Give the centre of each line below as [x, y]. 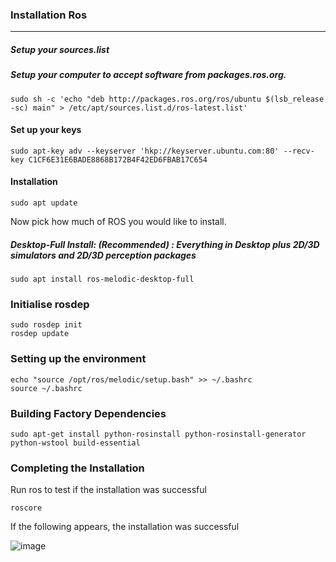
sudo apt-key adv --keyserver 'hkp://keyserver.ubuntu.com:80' [145, 151]
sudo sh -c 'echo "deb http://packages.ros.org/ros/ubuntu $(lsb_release [167, 99]
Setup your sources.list [60, 49]
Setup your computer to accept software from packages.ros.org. [148, 75]
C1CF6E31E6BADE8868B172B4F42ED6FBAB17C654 [118, 159]
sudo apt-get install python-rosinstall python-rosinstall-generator [158, 434]
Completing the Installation [77, 468]
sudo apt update [44, 203]
